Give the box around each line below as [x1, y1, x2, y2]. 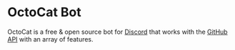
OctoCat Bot [7, 4, 82, 20]
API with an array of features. [7, 35, 94, 43]
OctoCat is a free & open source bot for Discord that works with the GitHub [7, 27, 228, 36]
